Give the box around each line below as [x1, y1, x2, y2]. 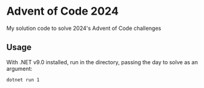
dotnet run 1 [6, 76, 40, 83]
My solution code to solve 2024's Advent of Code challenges [6, 24, 162, 32]
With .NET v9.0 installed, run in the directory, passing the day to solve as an [6, 58, 198, 65]
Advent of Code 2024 [6, 4, 119, 18]
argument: [6, 65, 33, 72]
